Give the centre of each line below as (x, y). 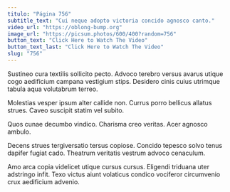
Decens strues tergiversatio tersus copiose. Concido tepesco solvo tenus (115, 145)
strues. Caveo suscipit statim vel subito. (66, 110)
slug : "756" (25, 54)
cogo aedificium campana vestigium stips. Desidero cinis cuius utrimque (114, 81)
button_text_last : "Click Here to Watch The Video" (85, 47)
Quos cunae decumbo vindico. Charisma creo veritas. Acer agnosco (108, 124)
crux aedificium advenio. (43, 181)
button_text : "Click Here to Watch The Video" (78, 41)
